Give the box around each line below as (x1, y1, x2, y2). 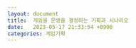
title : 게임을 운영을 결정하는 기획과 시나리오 (7, 17, 129, 24)
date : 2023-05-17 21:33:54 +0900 (7, 23, 113, 30)
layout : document (7, 10, 59, 18)
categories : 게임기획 (7, 30, 66, 37)
